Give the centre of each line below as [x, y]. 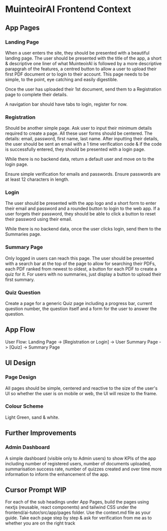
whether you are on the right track [40, 523]
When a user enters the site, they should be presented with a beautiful [77, 53]
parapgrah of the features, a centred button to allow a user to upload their [81, 69]
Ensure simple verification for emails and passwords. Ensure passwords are [83, 174]
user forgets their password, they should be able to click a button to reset [81, 214]
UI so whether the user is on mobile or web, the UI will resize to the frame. [81, 393]
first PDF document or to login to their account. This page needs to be [77, 74]
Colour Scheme [24, 406]
